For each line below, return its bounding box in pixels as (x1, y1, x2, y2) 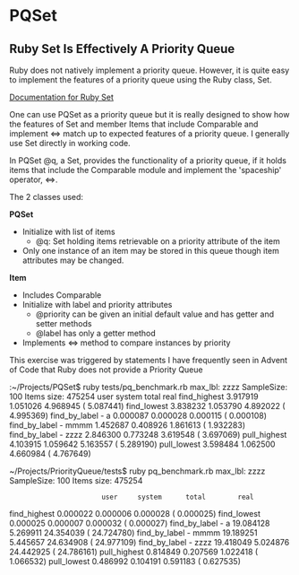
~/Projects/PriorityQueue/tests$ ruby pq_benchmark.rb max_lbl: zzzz (9, 466, 266, 476)
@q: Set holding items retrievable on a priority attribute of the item (35, 236, 280, 247)
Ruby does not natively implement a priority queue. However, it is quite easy (9, 65, 290, 75)
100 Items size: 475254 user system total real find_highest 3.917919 (9, 391, 259, 402)
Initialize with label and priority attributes (21, 300, 173, 309)
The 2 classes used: (9, 192, 83, 202)
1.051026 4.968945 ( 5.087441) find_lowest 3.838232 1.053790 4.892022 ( (9, 401, 286, 411)
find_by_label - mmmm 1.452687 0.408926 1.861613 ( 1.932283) (9, 420, 246, 431)
